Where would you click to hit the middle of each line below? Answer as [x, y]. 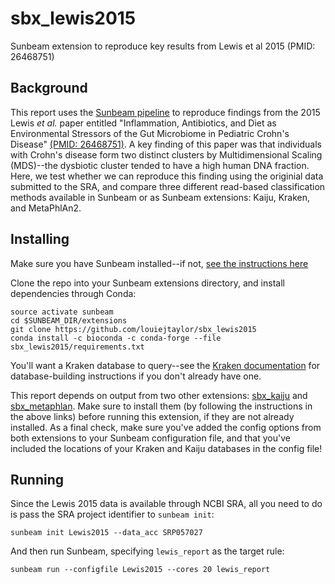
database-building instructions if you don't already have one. [136, 376]
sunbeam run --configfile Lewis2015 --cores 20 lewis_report [140, 570]
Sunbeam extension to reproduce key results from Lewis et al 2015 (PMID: [163, 46]
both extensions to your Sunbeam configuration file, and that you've [150, 438]
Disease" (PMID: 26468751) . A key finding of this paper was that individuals [166, 144]
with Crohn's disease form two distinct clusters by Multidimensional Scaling [166, 154]
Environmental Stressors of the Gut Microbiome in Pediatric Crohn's [150, 133]
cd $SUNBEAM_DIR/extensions [69, 320]
